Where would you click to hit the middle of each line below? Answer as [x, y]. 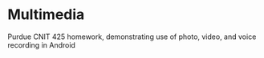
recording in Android [41, 44]
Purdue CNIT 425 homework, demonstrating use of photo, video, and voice [132, 37]
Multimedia [46, 15]
